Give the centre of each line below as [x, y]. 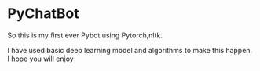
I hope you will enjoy [40, 59]
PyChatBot [43, 14]
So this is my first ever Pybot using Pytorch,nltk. [85, 35]
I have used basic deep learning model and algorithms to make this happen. [130, 50]
